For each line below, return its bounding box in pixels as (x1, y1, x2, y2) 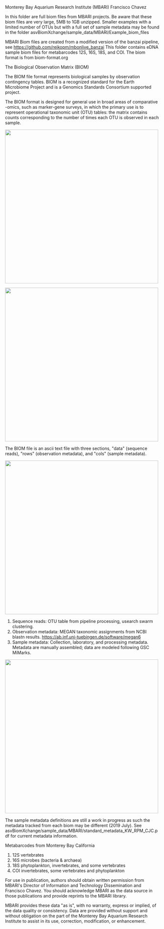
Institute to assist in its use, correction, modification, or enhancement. (5, 918, 146, 924)
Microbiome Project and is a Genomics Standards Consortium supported (5, 84, 152, 90)
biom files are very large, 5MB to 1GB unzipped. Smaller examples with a (5, 19, 151, 25)
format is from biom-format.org (5, 55, 69, 61)
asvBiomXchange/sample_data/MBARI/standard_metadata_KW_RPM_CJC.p (5, 828, 158, 834)
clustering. (12, 623, 34, 629)
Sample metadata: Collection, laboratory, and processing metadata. (12, 639, 148, 645)
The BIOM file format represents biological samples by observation (5, 74, 141, 79)
